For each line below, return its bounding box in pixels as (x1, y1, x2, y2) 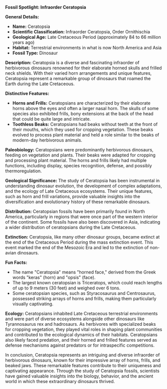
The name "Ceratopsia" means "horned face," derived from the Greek (12, 269, 156, 275)
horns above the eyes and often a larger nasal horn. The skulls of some (12, 106, 159, 111)
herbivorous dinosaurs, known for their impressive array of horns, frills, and (5, 357, 161, 363)
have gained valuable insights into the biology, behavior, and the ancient (5, 373, 154, 379)
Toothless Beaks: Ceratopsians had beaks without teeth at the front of (12, 122, 158, 127)
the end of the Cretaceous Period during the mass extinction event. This (5, 239, 154, 245)
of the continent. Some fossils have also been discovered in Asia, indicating (5, 219, 161, 225)
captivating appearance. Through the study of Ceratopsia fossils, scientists (5, 368, 160, 374)
